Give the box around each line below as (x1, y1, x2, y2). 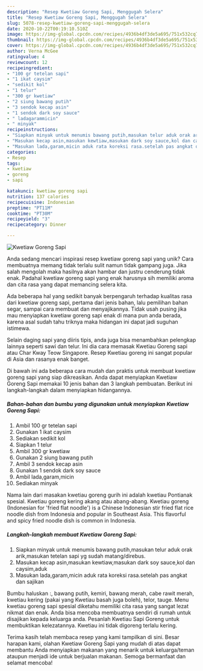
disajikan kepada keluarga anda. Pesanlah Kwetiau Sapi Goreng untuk (7, 615, 180, 622)
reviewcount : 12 (7, 59, 48, 65)
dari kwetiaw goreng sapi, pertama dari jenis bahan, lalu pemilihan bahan (7, 299, 189, 306)
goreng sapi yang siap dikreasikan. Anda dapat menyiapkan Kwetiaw (7, 374, 178, 381)
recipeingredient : (7, 65, 53, 71)
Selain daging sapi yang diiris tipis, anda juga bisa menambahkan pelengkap (7, 336, 196, 343)
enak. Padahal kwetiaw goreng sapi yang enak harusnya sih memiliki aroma (7, 275, 195, 281)
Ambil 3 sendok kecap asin (15, 460, 83, 468)
